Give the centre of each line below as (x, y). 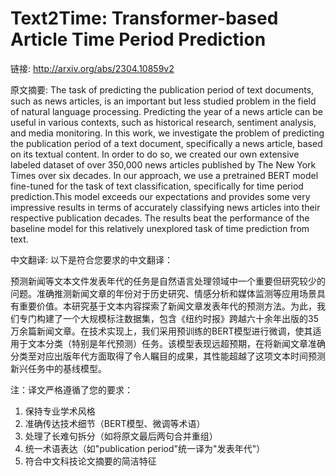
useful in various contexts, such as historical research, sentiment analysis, (163, 122)
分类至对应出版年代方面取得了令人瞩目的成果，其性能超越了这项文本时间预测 (168, 356)
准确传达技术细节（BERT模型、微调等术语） (115, 423)
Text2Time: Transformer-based (144, 18)
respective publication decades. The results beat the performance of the (160, 218)
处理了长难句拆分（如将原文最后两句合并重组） (121, 436)
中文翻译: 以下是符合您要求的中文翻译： (91, 259)
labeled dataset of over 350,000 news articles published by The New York (163, 164)
